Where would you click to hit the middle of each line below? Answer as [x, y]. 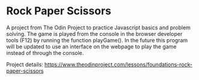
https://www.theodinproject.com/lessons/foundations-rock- [118, 64]
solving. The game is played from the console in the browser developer [94, 33]
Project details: [25, 64]
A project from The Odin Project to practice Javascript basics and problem [99, 27]
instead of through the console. [45, 53]
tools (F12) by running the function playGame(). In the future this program [97, 40]
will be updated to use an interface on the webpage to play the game [91, 47]
